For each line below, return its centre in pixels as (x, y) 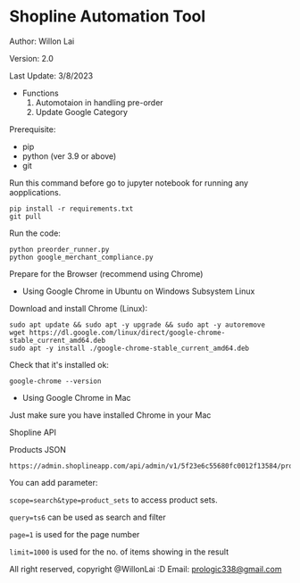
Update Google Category (81, 112)
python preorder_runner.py (59, 249)
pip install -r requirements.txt (71, 208)
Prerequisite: (33, 129)
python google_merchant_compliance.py (81, 257)
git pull (25, 216)
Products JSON (38, 449)
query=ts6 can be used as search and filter (88, 517)
